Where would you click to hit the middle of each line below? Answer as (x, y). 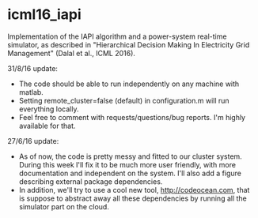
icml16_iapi (45, 15)
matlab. (31, 92)
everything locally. (49, 109)
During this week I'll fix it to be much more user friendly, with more (127, 164)
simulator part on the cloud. (64, 206)
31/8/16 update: (33, 68)
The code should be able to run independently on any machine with (129, 84)
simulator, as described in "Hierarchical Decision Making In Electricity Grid (129, 44)
